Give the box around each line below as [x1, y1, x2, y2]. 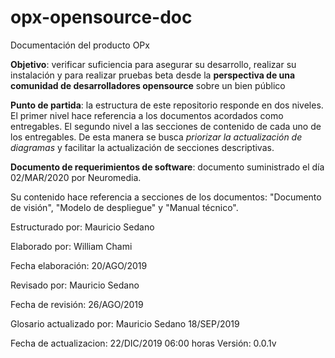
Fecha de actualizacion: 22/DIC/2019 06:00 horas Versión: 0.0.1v [10, 337, 277, 349]
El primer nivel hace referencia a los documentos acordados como [10, 109, 284, 121]
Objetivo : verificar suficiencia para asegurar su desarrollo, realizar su [10, 58, 297, 70]
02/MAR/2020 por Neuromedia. [10, 171, 142, 183]
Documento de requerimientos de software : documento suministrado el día [10, 161, 325, 173]
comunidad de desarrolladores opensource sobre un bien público [10, 79, 286, 91]
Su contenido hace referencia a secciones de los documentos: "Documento [10, 191, 322, 203]
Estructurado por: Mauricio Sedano [10, 221, 155, 233]
